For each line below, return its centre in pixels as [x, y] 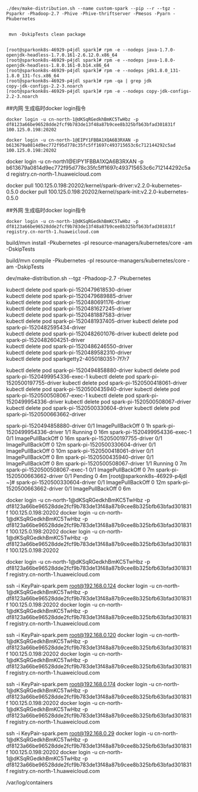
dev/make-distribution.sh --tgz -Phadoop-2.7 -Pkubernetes [79, 278]
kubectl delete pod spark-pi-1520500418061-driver [125, 383]
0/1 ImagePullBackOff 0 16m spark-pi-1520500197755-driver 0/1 [84, 438]
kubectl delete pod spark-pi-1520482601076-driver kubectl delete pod [92, 334]
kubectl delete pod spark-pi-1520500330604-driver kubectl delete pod [93, 408]
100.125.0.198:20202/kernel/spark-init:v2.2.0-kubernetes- [119, 192]
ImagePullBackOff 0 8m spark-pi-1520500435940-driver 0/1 [80, 457]
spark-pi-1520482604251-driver [46, 340]
